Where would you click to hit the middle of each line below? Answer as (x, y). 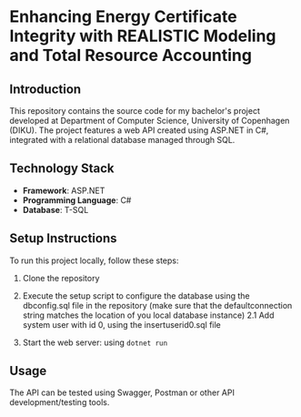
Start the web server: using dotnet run (95, 342)
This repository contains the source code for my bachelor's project (135, 111)
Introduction (45, 89)
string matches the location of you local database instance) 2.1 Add (148, 315)
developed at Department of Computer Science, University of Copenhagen (150, 121)
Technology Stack (62, 169)
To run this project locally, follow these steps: (94, 260)
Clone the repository (61, 278)
